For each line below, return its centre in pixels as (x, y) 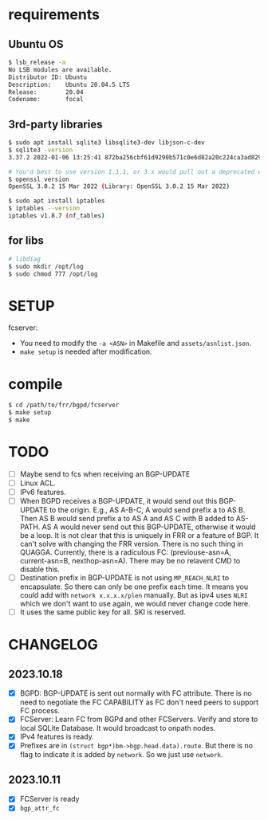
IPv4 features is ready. (57, 737)
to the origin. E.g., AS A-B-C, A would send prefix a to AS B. (147, 510)
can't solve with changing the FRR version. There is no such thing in (131, 544)
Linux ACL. (37, 483)
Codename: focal (46, 100)
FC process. (40, 711)
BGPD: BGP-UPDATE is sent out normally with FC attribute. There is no (136, 693)
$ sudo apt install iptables (57, 201)
